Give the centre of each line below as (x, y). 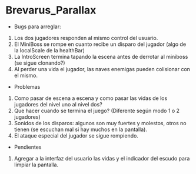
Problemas (27, 86)
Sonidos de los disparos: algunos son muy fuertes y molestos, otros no (100, 123)
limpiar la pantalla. (36, 165)
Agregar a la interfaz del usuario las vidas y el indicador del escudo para (102, 158)
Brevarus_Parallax (51, 10)
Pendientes (28, 147)
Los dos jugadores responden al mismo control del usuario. (86, 38)
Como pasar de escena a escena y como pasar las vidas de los (91, 98)
